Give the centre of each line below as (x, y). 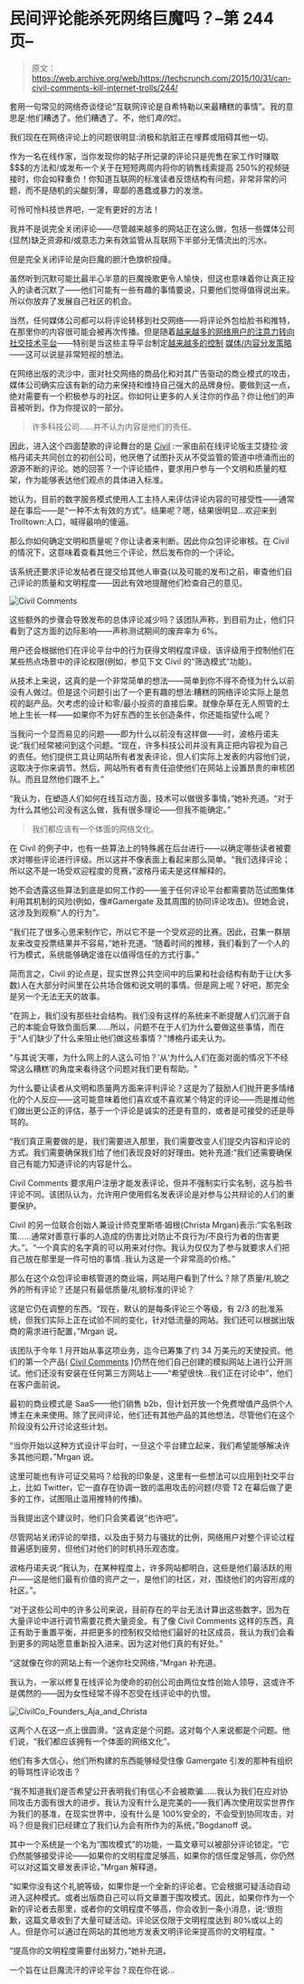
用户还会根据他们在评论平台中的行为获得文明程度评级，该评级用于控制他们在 (152, 650)
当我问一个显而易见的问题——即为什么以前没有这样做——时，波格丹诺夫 (144, 733)
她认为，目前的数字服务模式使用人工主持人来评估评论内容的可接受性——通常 (152, 499)
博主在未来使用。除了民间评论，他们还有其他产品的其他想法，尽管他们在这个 (152, 1415)
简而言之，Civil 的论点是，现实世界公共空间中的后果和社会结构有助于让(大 (147, 973)
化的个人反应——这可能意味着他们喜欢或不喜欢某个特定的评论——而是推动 (148, 1099)
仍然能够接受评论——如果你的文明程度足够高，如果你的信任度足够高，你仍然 (152, 1855)
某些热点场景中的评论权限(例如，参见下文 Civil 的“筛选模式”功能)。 (133, 661)
